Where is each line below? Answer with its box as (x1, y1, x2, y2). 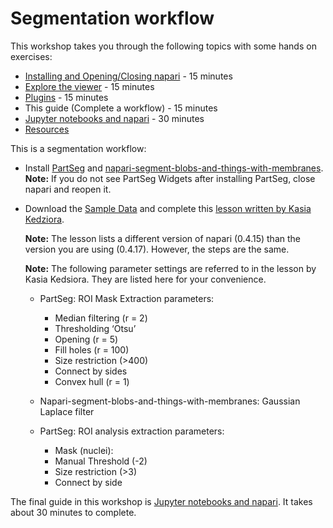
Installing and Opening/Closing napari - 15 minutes (24, 70, 233, 82)
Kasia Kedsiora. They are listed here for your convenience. (24, 273, 267, 285)
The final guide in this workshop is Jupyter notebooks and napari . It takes (10, 495, 313, 507)
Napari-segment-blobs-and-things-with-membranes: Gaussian (39, 395, 301, 407)
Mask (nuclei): (54, 444, 114, 456)
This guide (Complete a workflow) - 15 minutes (24, 102, 218, 114)
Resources (24, 123, 70, 135)
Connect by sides (54, 365, 128, 377)
